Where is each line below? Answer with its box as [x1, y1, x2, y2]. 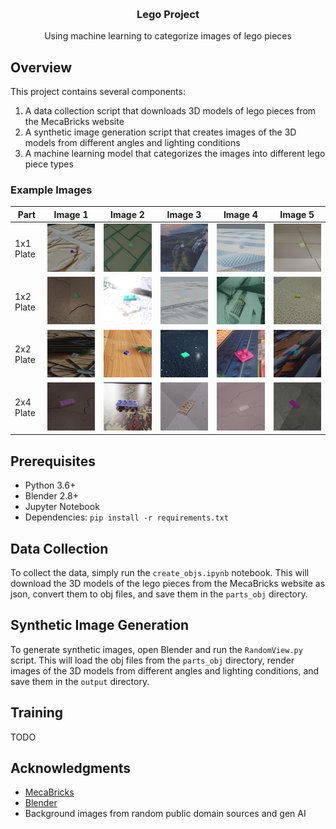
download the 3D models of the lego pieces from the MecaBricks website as [10, 577, 326, 589]
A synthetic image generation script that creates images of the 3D [24, 126, 297, 138]
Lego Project [136, 7, 200, 21]
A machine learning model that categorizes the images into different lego [24, 148, 326, 160]
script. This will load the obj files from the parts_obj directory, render [10, 654, 295, 666]
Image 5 [279, 208, 315, 220]
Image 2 [110, 208, 145, 220]
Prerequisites [10, 453, 96, 470]
